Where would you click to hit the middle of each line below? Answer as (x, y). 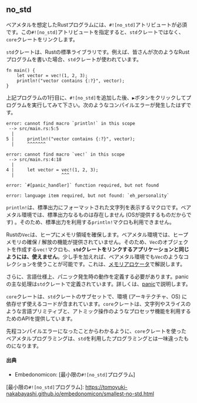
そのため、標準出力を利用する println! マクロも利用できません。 (97, 222)
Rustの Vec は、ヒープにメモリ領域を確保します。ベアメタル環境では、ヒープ (97, 234)
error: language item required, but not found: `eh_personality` (88, 196)
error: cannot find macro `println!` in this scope (71, 123)
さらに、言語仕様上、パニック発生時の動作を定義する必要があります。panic (98, 276)
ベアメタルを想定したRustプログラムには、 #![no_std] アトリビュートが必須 (96, 24)
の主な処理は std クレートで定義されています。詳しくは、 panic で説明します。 (98, 284)
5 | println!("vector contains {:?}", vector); (71, 139)
